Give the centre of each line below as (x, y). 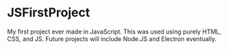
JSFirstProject (49, 13)
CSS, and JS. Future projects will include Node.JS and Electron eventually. (112, 38)
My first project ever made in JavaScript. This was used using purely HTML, (114, 32)
